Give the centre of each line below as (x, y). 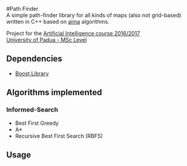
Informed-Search (32, 110)
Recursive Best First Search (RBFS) (59, 136)
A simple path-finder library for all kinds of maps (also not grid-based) (94, 15)
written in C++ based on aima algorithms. (58, 22)
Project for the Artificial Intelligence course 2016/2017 (73, 33)
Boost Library (32, 73)
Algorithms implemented (54, 92)
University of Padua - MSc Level (47, 40)
